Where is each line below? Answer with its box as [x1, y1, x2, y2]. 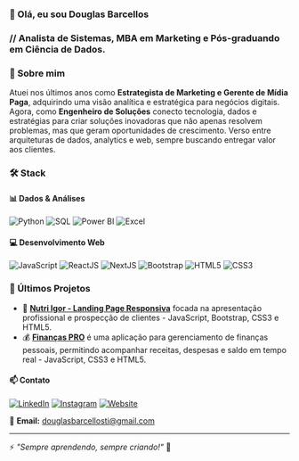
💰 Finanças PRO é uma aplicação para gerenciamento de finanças [21, 332, 269, 342]
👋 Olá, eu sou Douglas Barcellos [9, 8, 149, 21]
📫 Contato [9, 375, 51, 386]
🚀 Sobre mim [9, 67, 65, 79]
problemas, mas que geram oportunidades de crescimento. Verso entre [9, 125, 271, 136]
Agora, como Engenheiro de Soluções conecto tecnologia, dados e [9, 106, 258, 117]
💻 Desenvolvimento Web [9, 236, 105, 248]
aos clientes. [9, 144, 56, 155]
